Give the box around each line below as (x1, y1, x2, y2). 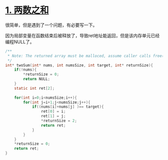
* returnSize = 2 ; (40, 118, 77, 124)
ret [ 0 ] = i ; (40, 109, 66, 114)
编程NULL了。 (5, 38, 34, 45)
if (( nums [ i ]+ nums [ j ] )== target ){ (31, 104, 104, 110)
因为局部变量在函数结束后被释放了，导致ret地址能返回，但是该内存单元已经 (5, 32, 160, 38)
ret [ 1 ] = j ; (40, 114, 66, 119)
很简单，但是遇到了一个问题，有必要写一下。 (5, 22, 97, 28)
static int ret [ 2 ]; (14, 86, 55, 91)
